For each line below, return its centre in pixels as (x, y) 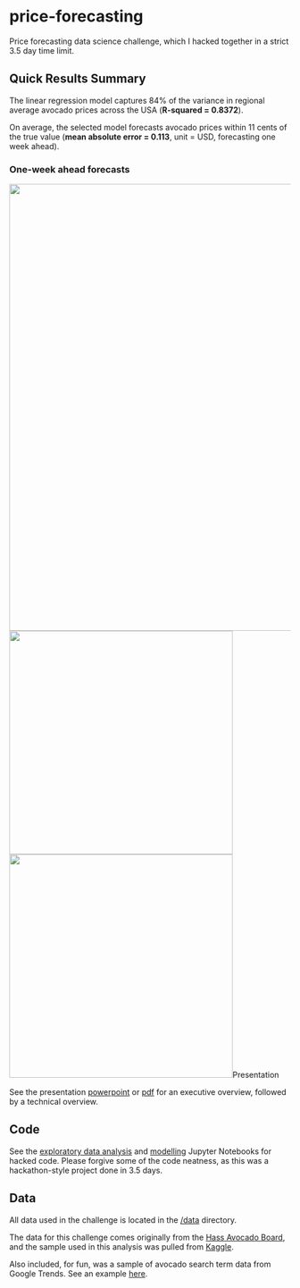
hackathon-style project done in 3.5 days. (86, 1170)
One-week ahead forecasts (70, 169)
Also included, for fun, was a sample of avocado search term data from (140, 1264)
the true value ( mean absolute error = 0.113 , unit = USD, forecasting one (142, 137)
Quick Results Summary (78, 79)
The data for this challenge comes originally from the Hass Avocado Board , (147, 1237)
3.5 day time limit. (42, 50)
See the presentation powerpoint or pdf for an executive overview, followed (148, 1092)
